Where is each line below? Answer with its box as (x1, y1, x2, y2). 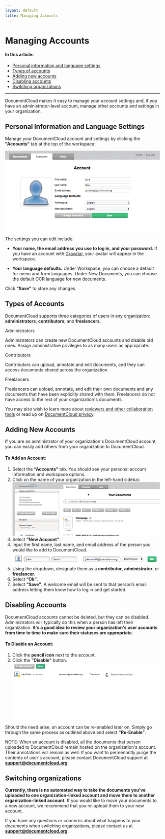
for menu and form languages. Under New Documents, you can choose (12, 270, 157, 276)
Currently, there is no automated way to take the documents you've (5, 787, 146, 793)
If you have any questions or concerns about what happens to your (5, 818, 141, 824)
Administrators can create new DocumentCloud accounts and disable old (5, 337, 153, 343)
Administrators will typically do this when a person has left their (5, 619, 134, 625)
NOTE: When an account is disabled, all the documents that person (5, 739, 141, 745)
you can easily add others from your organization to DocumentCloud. (5, 444, 145, 450)
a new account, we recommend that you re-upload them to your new (5, 803, 144, 809)
